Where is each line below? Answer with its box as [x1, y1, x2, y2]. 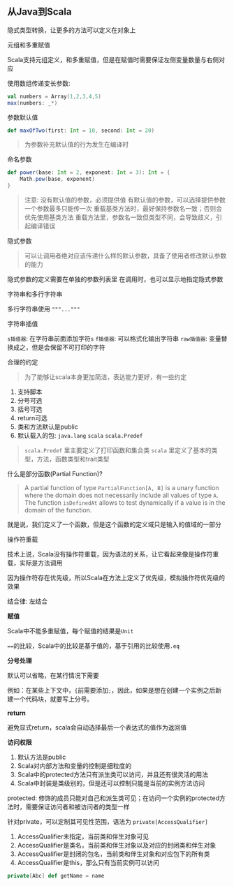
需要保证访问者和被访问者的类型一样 [25, 803, 130, 811]
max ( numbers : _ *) [7, 99, 58, 106]
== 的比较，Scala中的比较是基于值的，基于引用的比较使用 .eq [7, 642, 180, 650]
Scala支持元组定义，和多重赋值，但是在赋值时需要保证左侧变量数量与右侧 [7, 55, 219, 64]
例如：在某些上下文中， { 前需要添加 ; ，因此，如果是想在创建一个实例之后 [7, 686, 216, 695]
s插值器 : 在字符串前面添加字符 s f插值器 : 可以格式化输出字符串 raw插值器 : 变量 [7, 334, 221, 343]
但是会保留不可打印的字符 [31, 344, 105, 352]
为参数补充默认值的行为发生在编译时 [24, 140, 129, 149]
